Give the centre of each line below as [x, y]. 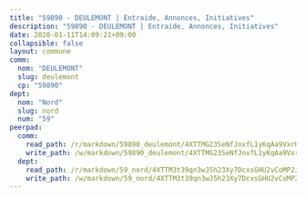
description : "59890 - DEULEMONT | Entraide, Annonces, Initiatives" [144, 26]
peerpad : [26, 128]
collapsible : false [46, 43]
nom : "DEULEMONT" [51, 69]
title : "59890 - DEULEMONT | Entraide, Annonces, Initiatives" [132, 18]
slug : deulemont [48, 77]
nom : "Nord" [41, 102]
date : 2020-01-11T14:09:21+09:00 [73, 34]
